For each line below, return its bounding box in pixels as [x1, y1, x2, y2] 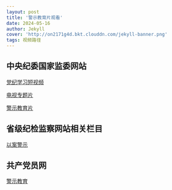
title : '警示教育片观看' [6, 15, 63, 21]
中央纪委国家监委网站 [6, 61, 87, 72]
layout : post [6, 8, 40, 15]
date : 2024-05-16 [6, 20, 51, 26]
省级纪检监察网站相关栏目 [6, 124, 102, 134]
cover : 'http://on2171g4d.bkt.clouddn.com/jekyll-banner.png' [6, 32, 168, 38]
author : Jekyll [6, 25, 45, 32]
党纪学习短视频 [6, 78, 44, 86]
